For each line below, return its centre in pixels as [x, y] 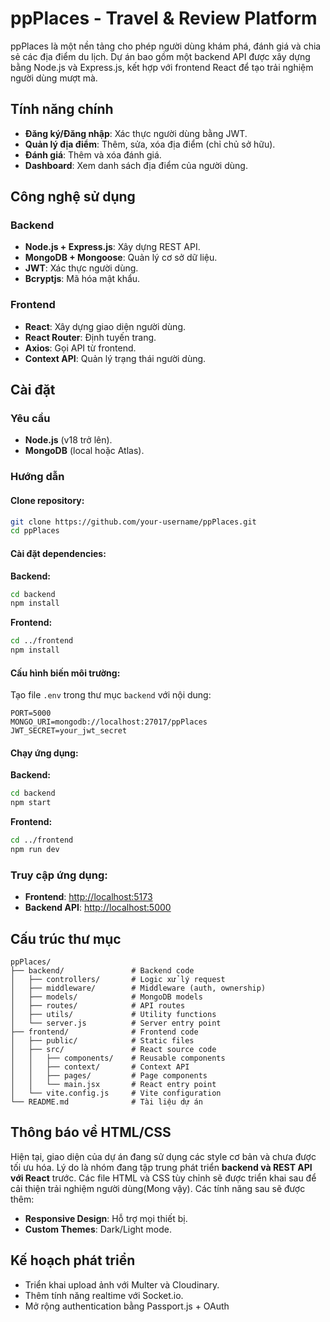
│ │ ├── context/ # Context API [100, 1067]
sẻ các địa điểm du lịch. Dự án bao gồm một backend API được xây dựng [160, 56]
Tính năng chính [62, 109]
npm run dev [35, 850]
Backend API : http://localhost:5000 [98, 908]
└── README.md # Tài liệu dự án [106, 1102]
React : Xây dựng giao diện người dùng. [105, 326]
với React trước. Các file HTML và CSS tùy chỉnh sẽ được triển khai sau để [163, 1178]
